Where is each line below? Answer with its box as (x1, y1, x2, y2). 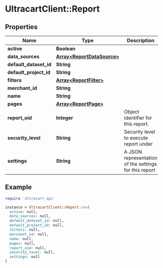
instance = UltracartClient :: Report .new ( (5, 205, 90, 210)
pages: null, (9, 241, 36, 246)
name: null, (9, 236, 34, 241)
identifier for (124, 115, 152, 121)
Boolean (56, 45, 76, 52)
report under (124, 141, 153, 147)
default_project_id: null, (9, 223, 64, 228)
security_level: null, (9, 250, 55, 255)
